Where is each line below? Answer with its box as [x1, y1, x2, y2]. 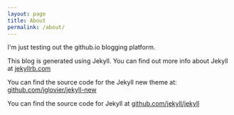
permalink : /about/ [7, 23, 65, 31]
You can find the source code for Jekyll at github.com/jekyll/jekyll [7, 99, 200, 108]
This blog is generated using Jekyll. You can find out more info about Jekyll [7, 57, 228, 65]
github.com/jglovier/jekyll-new [7, 86, 97, 94]
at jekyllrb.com [7, 65, 51, 73]
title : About [7, 17, 46, 24]
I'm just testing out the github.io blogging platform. [7, 43, 156, 52]
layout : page [7, 10, 46, 18]
